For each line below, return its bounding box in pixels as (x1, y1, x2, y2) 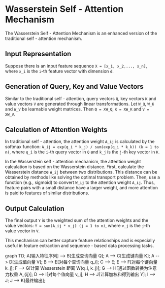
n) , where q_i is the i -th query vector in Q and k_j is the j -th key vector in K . (5, 149, 160, 155)
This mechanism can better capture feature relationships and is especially (5, 238, 155, 244)
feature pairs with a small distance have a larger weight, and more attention (5, 185, 158, 191)
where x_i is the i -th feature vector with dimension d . (5, 68, 114, 74)
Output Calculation (5, 204, 65, 213)
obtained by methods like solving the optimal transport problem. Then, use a (5, 174, 160, 180)
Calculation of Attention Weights (5, 125, 107, 134)
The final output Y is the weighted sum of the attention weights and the (5, 217, 149, 223)
